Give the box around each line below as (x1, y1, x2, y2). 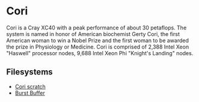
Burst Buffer (14, 89, 45, 97)
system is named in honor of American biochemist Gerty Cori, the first (6, 30, 180, 37)
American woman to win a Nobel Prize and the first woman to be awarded (6, 37, 189, 44)
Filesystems (6, 67, 53, 77)
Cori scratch (14, 83, 46, 90)
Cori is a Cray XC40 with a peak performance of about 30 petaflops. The (6, 24, 187, 31)
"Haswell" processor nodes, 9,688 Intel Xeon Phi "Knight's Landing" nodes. (6, 49, 194, 56)
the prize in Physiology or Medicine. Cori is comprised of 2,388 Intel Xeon (6, 43, 189, 50)
